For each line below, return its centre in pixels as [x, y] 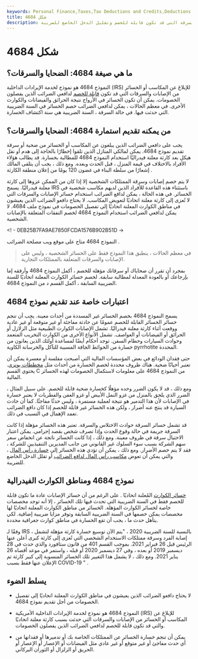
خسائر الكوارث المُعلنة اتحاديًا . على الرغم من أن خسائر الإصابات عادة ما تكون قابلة [96, 495]
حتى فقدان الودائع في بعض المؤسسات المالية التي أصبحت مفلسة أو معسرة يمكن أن [98, 358]
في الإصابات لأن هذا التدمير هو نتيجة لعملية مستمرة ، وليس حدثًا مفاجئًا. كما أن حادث [98, 401]
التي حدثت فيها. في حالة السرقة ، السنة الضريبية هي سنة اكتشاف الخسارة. [88, 112]
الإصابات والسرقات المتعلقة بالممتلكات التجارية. [73, 259]
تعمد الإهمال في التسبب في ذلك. [42, 413]
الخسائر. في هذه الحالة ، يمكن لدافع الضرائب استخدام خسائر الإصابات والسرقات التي [99, 194]
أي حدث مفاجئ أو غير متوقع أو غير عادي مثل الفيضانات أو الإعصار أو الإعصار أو [100, 643]
